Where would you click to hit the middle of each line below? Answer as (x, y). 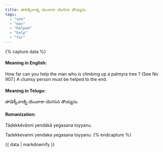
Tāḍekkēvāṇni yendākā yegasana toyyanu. (49, 125)
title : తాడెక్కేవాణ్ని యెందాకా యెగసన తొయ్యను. (46, 10)
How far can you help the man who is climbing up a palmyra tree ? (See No (82, 74)
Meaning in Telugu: (26, 90)
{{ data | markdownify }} (30, 145)
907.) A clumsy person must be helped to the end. (56, 79)
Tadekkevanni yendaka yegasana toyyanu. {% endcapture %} (68, 135)
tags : (11, 14)
